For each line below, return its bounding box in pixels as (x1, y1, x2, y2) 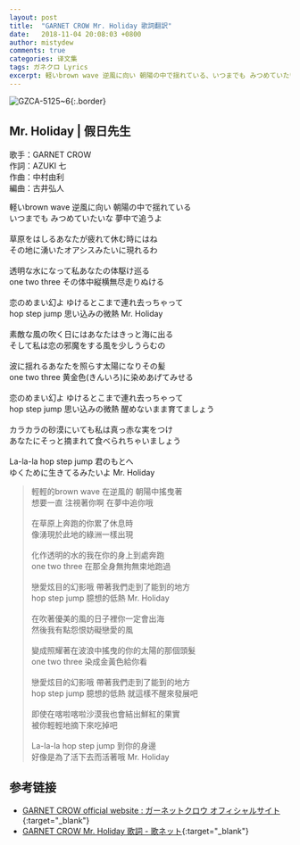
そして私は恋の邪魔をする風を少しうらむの (9, 340, 166, 351)
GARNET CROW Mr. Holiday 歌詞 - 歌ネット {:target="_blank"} (21, 826, 249, 837)
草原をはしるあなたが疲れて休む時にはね (9, 233, 158, 244)
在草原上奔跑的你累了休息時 (30, 518, 134, 528)
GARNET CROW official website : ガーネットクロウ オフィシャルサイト (21, 805, 281, 816)
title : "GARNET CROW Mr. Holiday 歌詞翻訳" (9, 21, 172, 30)
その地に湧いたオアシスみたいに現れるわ (9, 244, 158, 255)
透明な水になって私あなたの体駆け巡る (9, 265, 150, 276)
